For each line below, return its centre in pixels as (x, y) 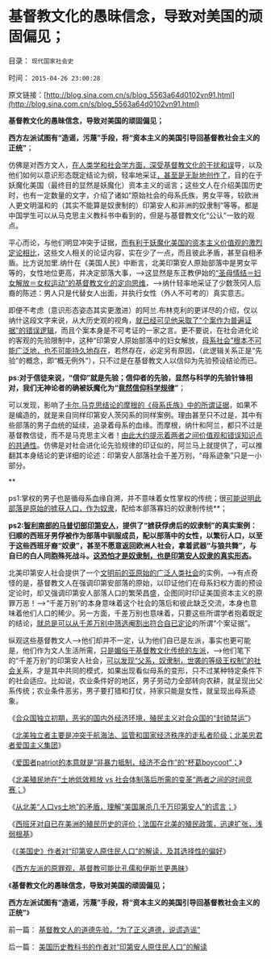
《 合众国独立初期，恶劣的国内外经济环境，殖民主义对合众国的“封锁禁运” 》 (132, 718)
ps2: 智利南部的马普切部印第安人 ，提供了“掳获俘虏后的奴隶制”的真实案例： (133, 525)
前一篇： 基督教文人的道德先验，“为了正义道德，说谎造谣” (104, 929)
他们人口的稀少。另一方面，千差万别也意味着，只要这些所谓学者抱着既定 (142, 613)
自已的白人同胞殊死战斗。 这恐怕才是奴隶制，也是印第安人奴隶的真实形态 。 (132, 555)
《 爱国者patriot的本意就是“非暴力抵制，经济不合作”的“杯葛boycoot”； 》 (125, 762)
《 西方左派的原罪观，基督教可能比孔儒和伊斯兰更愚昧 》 (100, 868)
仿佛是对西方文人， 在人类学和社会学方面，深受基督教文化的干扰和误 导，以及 (135, 165)
